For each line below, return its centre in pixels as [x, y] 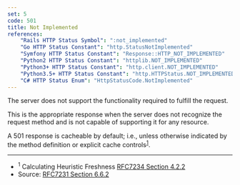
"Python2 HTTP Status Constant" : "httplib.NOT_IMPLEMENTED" [111, 61]
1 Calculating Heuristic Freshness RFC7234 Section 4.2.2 [101, 166]
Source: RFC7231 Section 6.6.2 [63, 174]
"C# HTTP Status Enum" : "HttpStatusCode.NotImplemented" [107, 80]
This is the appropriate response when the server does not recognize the [115, 114]
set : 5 [17, 14]
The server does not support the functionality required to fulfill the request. [118, 101]
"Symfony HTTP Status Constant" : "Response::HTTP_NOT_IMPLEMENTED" [122, 54]
